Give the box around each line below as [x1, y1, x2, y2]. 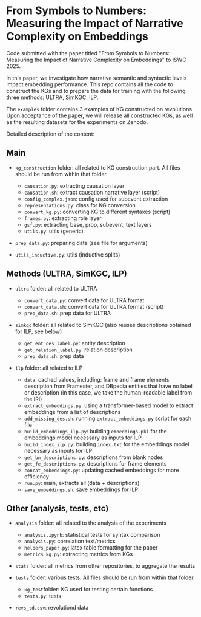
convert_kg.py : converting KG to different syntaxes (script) [24, 208, 171, 215]
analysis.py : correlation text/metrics [24, 537, 116, 545]
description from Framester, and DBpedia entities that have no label [24, 382, 193, 390]
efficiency [24, 472, 50, 480]
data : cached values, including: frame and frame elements [24, 376, 170, 383]
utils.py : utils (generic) [24, 227, 84, 235]
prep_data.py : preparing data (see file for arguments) [15, 239, 148, 246]
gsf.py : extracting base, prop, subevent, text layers [24, 221, 153, 228]
